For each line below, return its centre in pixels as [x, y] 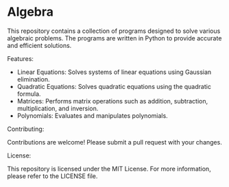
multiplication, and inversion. [58, 108]
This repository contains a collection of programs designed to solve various [114, 31]
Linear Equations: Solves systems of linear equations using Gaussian [114, 72]
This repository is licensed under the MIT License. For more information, [109, 169]
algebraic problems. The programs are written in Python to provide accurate [114, 38]
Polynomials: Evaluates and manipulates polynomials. [92, 115]
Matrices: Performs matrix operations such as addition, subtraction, [112, 101]
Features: [21, 58]
